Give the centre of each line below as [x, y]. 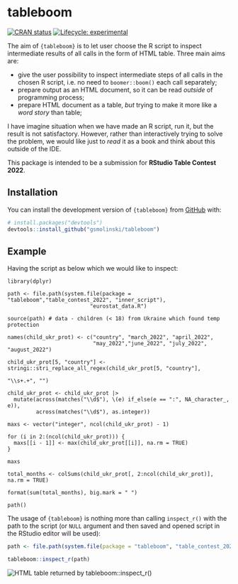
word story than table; [50, 112]
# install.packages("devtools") [55, 222]
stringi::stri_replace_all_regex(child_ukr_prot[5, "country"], [104, 369]
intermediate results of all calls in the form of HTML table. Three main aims [116, 53]
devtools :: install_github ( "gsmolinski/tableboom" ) [84, 229]
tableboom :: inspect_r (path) [49, 559]
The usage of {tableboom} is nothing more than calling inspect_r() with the [117, 519]
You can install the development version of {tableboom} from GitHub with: [114, 210]
